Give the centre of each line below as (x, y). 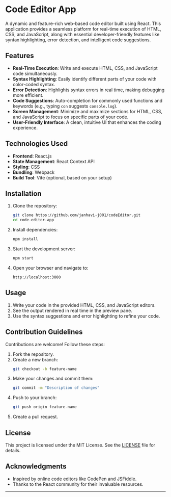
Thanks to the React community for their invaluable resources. (78, 484)
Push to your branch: (35, 398)
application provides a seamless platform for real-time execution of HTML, (83, 29)
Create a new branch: (35, 359)
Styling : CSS (26, 167)
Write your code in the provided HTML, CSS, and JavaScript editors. (84, 305)
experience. (25, 127)
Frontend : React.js (32, 156)
